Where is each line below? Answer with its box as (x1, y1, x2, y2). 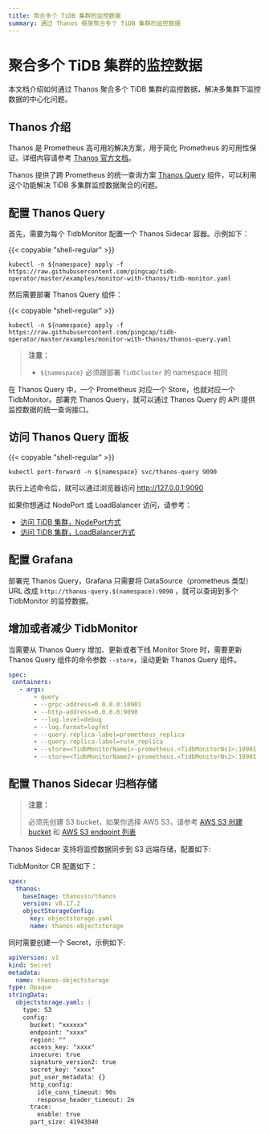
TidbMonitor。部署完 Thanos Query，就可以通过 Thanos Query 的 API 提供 (8, 395, 255, 404)
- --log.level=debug (33, 715, 103, 723)
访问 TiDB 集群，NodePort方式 (19, 517, 122, 526)
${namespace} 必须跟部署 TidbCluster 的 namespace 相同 (39, 367, 228, 378)
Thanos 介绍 (8, 120, 71, 133)
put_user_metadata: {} (29, 1073, 106, 1081)
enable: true (37, 1111, 81, 1119)
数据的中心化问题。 (8, 94, 72, 104)
